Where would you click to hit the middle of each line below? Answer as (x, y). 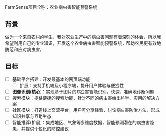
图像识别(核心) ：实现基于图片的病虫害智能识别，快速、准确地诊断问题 (83, 91)
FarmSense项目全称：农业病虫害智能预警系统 (51, 7)
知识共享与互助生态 (32, 116)
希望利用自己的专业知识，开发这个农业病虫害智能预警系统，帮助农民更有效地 (83, 43)
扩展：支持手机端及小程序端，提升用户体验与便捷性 (72, 85)
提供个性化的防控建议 (47, 129)
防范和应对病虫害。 (25, 49)
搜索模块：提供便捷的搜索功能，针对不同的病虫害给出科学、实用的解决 (84, 98)
